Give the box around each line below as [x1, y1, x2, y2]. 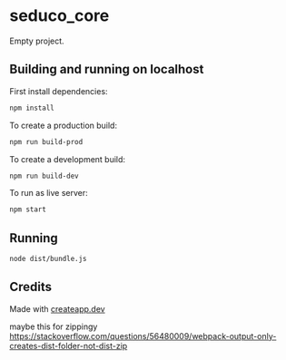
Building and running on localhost [9, 62, 204, 77]
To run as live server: [9, 188, 88, 199]
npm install [9, 103, 54, 112]
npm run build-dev [9, 171, 79, 180]
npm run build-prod [9, 137, 84, 146]
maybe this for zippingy [9, 321, 98, 332]
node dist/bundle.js [9, 255, 88, 264]
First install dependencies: [9, 85, 108, 96]
